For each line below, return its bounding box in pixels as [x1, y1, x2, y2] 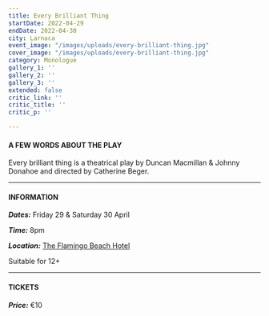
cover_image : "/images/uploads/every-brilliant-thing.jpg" [8, 49, 210, 57]
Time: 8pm [8, 226, 46, 235]
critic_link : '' [8, 94, 62, 102]
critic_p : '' [8, 109, 52, 117]
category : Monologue [8, 57, 78, 65]
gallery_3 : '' [8, 78, 56, 86]
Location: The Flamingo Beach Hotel [8, 241, 130, 250]
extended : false [8, 86, 62, 94]
